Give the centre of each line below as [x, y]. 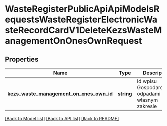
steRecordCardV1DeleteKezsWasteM [83, 30]
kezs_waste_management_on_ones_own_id [60, 94]
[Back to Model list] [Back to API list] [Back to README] [62, 118]
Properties [22, 59]
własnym [147, 100]
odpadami [148, 94]
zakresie [147, 106]
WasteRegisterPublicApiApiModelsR [82, 9]
